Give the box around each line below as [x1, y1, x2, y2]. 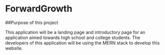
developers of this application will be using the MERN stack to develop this [5, 39, 160, 45]
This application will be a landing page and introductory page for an [5, 29, 146, 35]
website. [5, 45, 23, 51]
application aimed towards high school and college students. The [5, 34, 140, 40]
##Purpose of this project [5, 19, 59, 25]
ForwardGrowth [5, 3, 72, 14]
